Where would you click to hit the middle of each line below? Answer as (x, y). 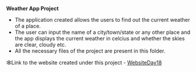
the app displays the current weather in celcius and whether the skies (100, 38)
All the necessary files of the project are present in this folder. (90, 51)
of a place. (28, 26)
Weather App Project (33, 8)
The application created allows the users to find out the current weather (102, 20)
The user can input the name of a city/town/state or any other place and (102, 32)
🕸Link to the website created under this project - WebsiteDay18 (84, 63)
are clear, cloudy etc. (40, 44)
